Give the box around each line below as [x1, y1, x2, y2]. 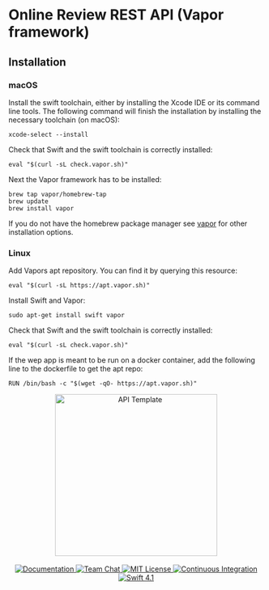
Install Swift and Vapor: [8, 295, 86, 305]
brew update [8, 197, 49, 206]
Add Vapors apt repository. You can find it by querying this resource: [8, 265, 237, 276]
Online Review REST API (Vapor [8, 6, 224, 24]
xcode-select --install [8, 130, 89, 138]
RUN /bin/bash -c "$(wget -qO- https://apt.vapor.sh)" [8, 380, 198, 388]
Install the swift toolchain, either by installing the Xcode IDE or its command [8, 97, 260, 107]
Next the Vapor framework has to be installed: [8, 174, 162, 184]
